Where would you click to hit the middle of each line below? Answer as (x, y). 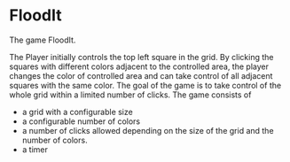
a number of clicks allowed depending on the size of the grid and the (148, 130)
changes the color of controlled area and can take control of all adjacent (141, 75)
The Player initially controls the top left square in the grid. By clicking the (141, 57)
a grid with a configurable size (77, 112)
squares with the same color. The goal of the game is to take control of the (145, 85)
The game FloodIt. (43, 40)
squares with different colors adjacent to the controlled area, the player (139, 66)
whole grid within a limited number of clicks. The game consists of (130, 95)
